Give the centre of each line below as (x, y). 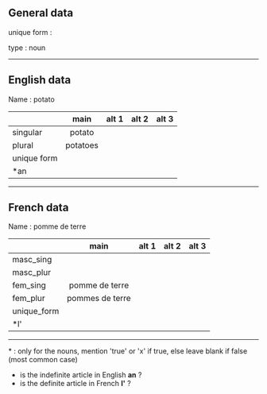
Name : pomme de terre (47, 226)
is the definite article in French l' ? (75, 384)
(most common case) (43, 360)
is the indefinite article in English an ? (81, 375)
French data (39, 208)
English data (40, 80)
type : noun (27, 48)
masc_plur (32, 272)
